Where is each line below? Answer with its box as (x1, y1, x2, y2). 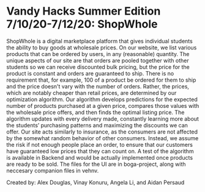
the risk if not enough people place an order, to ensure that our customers (6, 141, 193, 148)
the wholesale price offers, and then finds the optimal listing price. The (6, 108, 185, 116)
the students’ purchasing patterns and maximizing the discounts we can (6, 121, 188, 129)
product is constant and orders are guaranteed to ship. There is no (6, 69, 174, 77)
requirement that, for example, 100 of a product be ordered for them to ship (6, 76, 196, 84)
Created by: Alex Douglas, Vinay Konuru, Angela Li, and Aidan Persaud (6, 179, 185, 186)
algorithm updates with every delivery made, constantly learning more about (6, 115, 199, 123)
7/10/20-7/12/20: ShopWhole (6, 17, 158, 31)
